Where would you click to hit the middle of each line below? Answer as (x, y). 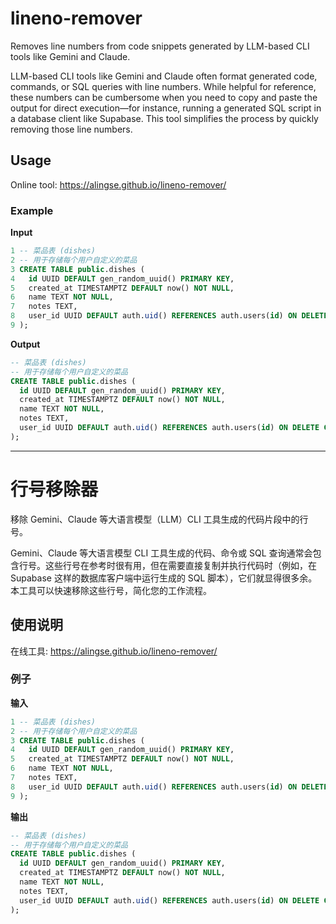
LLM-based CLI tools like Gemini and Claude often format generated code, (164, 76)
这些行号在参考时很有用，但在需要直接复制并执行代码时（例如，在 (180, 565)
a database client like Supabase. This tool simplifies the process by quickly (164, 118)
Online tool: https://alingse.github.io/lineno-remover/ (118, 184)
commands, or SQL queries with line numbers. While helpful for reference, (163, 86)
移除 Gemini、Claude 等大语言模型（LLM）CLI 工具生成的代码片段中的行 (159, 519)
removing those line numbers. (71, 129)
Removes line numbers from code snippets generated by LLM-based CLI (160, 46)
